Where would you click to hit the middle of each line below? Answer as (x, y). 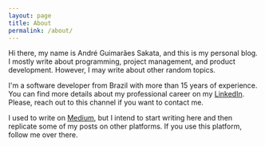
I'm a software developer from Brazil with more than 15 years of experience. (133, 85)
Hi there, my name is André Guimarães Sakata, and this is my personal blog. (133, 53)
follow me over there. (43, 135)
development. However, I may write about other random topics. (112, 70)
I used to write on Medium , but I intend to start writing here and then (121, 118)
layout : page (30, 16)
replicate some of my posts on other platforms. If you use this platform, (125, 126)
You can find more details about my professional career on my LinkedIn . (127, 94)
